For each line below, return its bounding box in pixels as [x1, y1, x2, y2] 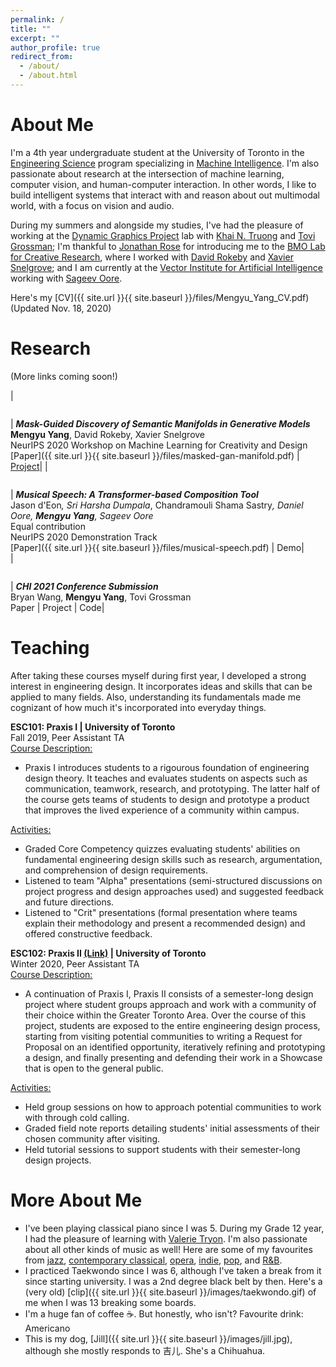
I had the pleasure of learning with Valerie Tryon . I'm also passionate [24, 1232, 308, 1245]
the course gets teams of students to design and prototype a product [24, 793, 310, 805]
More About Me [10, 1189, 143, 1211]
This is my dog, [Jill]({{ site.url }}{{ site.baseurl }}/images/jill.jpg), [24, 1332, 293, 1345]
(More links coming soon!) [10, 370, 118, 382]
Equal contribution [10, 520, 86, 532]
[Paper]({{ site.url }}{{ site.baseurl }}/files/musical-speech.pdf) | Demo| [10, 541, 305, 553]
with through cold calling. [24, 1111, 130, 1123]
